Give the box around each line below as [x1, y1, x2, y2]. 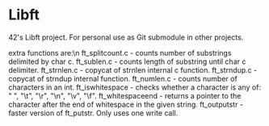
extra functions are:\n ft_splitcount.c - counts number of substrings [8, 48, 232, 57]
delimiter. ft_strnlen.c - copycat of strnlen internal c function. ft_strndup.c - [8, 65, 258, 74]
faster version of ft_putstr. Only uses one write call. [8, 107, 179, 118]
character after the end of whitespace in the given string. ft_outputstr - [8, 99, 244, 109]
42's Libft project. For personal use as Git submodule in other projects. [8, 32, 244, 42]
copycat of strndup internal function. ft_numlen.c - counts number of [8, 73, 238, 83]
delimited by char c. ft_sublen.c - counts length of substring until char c [8, 57, 246, 66]
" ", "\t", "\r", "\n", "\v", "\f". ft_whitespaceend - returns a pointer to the [8, 90, 242, 100]
